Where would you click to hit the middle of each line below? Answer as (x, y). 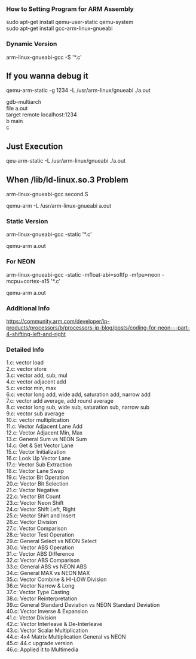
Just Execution (35, 146)
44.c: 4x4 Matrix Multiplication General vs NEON (66, 637)
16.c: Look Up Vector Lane (39, 459)
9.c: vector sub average (35, 414)
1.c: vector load (25, 363)
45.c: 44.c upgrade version (40, 643)
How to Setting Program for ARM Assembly (70, 9)
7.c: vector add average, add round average (60, 401)
